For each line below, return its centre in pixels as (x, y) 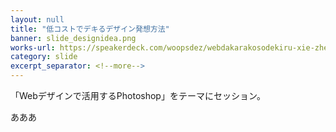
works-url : (33, 47)
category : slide (44, 57)
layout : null (37, 19)
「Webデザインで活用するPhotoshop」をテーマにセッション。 (138, 95)
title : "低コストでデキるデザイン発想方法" (90, 29)
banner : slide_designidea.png (73, 38)
